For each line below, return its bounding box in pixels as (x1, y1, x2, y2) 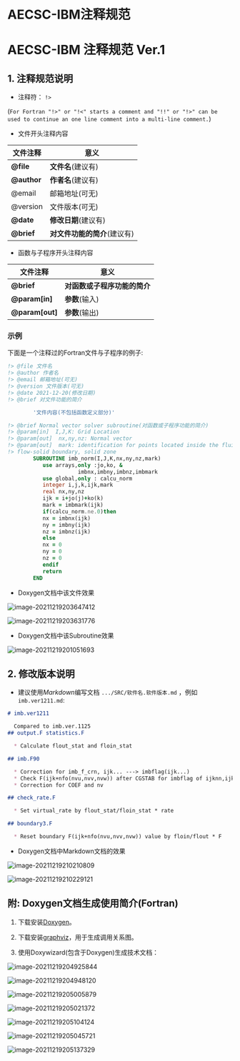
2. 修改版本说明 (7, 668, 75, 680)
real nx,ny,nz (42, 488, 84, 496)
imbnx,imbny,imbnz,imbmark (77, 468, 159, 476)
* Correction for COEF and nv (14, 781, 104, 789)
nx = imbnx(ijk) (42, 515, 91, 522)
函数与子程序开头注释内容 (17, 248, 94, 257)
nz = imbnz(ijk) (42, 528, 91, 535)
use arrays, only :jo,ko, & (42, 461, 123, 468)
